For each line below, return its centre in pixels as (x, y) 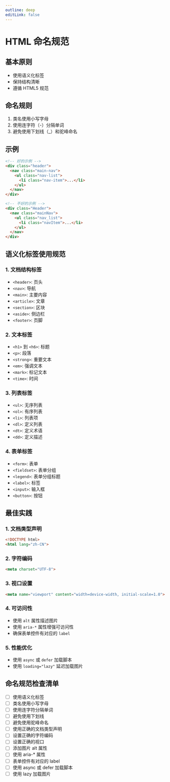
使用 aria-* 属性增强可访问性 (43, 627)
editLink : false (22, 15)
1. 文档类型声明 (24, 529)
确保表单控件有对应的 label (41, 633)
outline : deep (20, 10)
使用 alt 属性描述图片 (35, 620)
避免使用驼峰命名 (31, 723)
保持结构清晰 (26, 82)
